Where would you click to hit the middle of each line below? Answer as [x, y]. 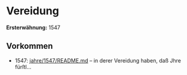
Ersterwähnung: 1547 [33, 27]
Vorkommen [30, 46]
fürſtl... [23, 67]
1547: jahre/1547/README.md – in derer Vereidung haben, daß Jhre [98, 60]
